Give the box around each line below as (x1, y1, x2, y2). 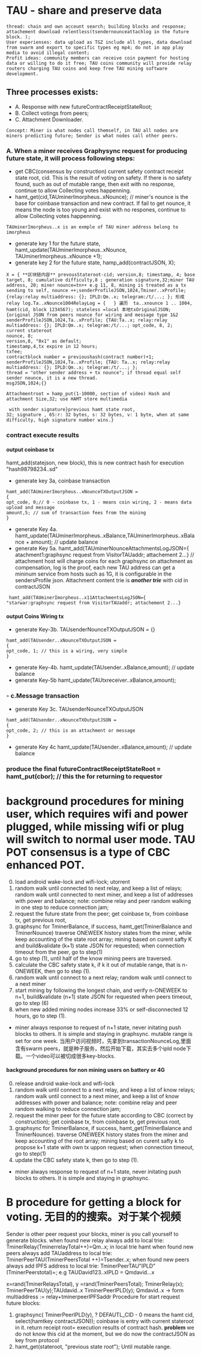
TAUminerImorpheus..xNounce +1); (14, 253, 103, 260)
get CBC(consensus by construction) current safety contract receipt (14, 168, 184, 175)
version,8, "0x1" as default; (6, 338, 82, 344)
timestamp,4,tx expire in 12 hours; (6, 344, 98, 350)
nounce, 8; (6, 333, 34, 339)
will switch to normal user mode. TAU (6, 833, 196, 846)
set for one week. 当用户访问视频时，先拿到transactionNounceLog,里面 (14, 1037, 191, 1044)
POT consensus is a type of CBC (6, 845, 170, 859)
